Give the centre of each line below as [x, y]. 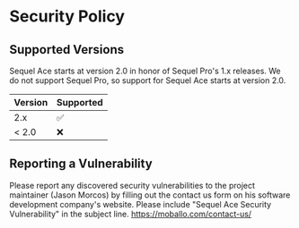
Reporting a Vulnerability [81, 164]
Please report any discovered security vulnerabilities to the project [132, 185]
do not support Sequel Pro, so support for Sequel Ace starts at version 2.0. [148, 80]
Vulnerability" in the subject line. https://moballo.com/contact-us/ [131, 214]
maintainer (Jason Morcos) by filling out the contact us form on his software [150, 195]
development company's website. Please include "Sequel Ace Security [141, 204]
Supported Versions [66, 50]
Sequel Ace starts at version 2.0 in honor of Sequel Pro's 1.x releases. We [145, 71]
